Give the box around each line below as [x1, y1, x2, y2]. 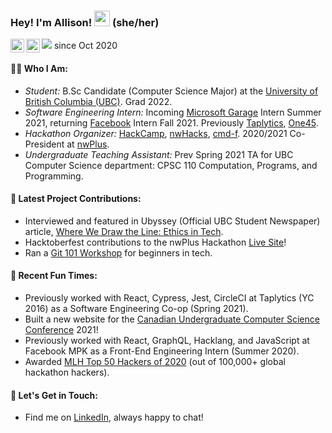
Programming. [24, 170, 84, 182]
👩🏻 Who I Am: [10, 62, 68, 74]
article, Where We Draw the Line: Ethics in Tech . [24, 225, 224, 237]
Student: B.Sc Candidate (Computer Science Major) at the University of [24, 85, 319, 97]
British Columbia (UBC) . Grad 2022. [24, 95, 173, 107]
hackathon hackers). [24, 366, 110, 378]
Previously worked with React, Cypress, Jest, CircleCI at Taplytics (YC [24, 291, 315, 304]
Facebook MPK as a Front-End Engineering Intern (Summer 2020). [24, 345, 300, 357]
